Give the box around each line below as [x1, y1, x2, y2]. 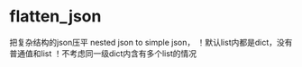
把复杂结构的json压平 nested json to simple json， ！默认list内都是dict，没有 [9, 37, 293, 47]
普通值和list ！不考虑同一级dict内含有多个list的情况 [9, 47, 197, 59]
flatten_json [9, 6, 102, 27]
